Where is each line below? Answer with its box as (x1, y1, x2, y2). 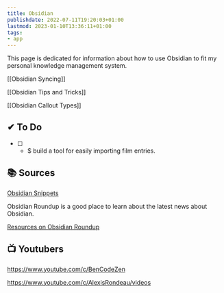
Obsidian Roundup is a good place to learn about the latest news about (7, 202, 208, 210)
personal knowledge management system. (7, 62, 127, 70)
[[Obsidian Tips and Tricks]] (7, 88, 86, 97)
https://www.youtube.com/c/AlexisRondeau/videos (7, 278, 151, 286)
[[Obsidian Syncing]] (7, 75, 66, 83)
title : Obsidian (7, 10, 53, 17)
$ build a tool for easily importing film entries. (27, 146, 156, 155)
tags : (7, 29, 23, 36)
